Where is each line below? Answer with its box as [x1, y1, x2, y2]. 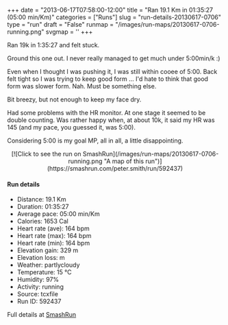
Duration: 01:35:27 [16, 202, 69, 211]
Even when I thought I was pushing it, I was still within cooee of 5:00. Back [7, 68, 218, 75]
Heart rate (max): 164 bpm [16, 232, 92, 240]
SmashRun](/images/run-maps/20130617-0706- [82, 150, 219, 158]
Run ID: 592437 [16, 298, 62, 306]
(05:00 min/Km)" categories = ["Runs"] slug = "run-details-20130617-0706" [7, 13, 221, 21]
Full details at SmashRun [7, 311, 77, 319]
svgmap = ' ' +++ [45, 27, 93, 36]
